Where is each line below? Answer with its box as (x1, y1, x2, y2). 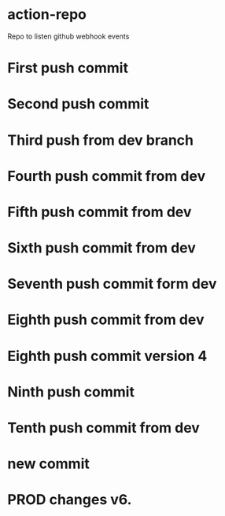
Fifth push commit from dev (7, 203, 192, 221)
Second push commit (7, 95, 149, 113)
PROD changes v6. (7, 491, 132, 509)
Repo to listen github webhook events (7, 31, 130, 41)
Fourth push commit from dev (7, 167, 206, 185)
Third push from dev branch (7, 131, 194, 149)
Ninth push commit (7, 383, 135, 400)
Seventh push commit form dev (7, 275, 217, 293)
